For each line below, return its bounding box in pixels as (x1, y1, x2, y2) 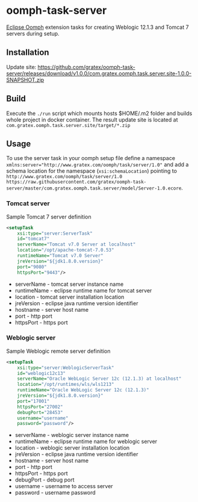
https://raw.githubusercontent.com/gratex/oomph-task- (6, 179, 147, 185)
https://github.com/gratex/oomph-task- (37, 63, 135, 70)
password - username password (14, 489, 96, 497)
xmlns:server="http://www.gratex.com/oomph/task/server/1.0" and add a (6, 161, 189, 169)
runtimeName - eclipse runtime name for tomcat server (14, 287, 152, 294)
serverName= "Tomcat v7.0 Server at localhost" (17, 241, 136, 247)
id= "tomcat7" (17, 236, 50, 242)
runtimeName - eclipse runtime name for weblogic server (14, 438, 158, 445)
